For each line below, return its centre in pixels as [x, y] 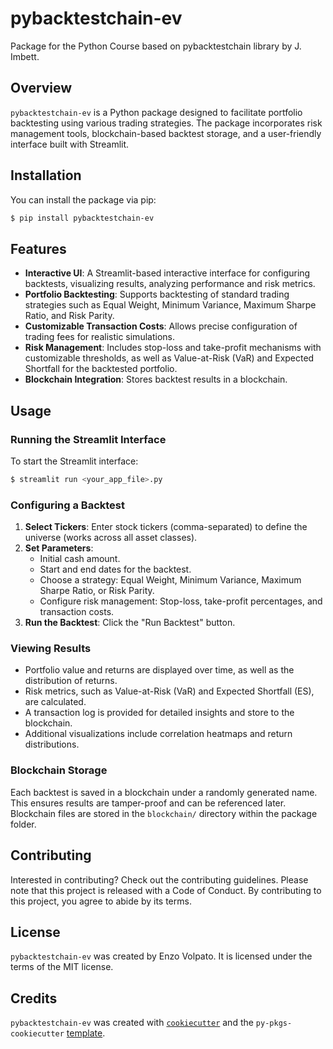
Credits [34, 998]
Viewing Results [51, 649]
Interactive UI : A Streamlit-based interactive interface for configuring [167, 273]
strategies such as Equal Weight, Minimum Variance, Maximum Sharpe [170, 305]
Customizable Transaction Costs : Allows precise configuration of [161, 326]
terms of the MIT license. [62, 967]
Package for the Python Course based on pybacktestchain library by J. [156, 46]
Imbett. [25, 56]
